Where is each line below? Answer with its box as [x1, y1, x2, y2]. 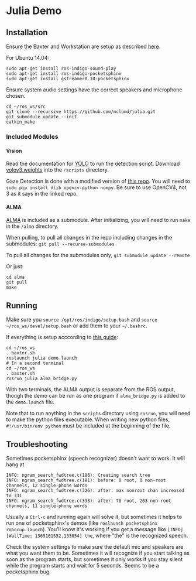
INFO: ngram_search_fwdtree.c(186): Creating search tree [6, 472, 150, 478]
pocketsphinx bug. [6, 568, 51, 575]
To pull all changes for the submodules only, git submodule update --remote [6, 252, 190, 259]
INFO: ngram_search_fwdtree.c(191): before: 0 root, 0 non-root [6, 477, 166, 483]
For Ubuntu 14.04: [6, 54, 50, 61]
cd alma [6, 274, 25, 281]
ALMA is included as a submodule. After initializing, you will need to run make [6, 217, 191, 224]
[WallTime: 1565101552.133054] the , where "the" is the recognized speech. [6, 532, 188, 539]
